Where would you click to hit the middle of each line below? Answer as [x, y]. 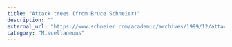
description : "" [30, 20]
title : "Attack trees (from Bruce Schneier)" [74, 13]
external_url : [28, 26]
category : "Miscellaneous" [46, 33]
